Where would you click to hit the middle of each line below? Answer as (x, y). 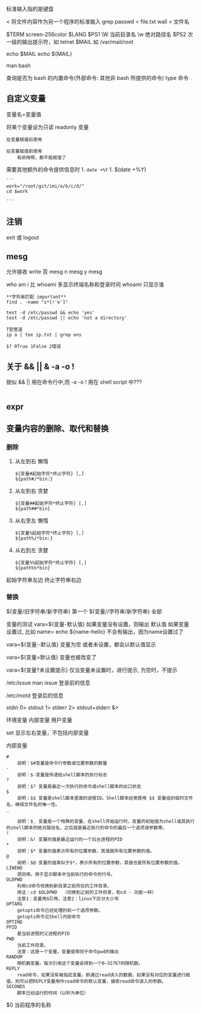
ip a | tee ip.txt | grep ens (44, 335)
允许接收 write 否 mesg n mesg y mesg (54, 272)
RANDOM (14, 957)
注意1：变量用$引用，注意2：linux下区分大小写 (68, 899)
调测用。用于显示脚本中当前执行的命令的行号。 (66, 874)
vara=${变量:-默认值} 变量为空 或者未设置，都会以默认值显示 (81, 644)
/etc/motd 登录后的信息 (35, 695)
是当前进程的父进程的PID (43, 934)
